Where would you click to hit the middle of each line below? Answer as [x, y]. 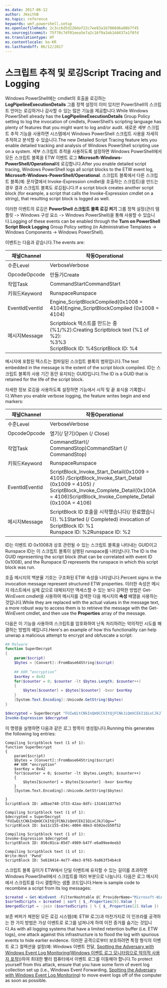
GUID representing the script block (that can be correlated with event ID [79, 557]
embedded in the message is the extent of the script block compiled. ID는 [80, 367]
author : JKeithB [22, 14]
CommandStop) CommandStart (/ [88, 448]
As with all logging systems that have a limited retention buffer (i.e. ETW [84, 929]
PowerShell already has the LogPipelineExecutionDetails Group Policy [78, 116]
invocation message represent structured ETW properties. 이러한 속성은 [78, 583]
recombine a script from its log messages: [48, 888]
